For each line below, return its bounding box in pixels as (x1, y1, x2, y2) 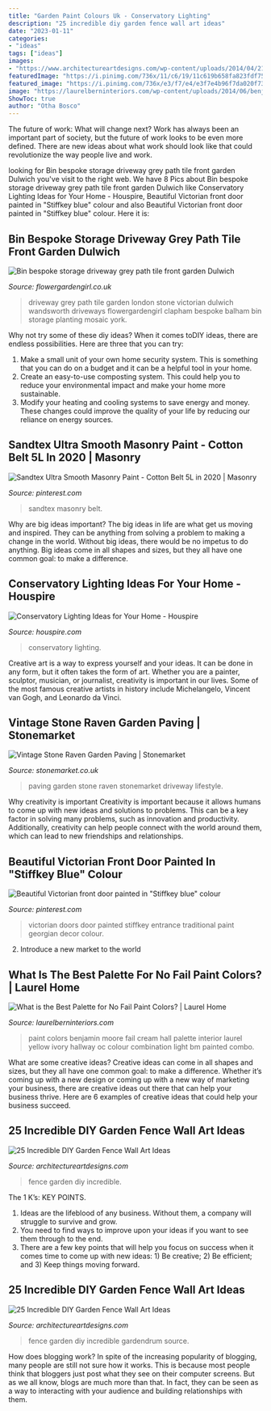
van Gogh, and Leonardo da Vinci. (8, 692, 122, 702)
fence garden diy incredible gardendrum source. (27, 1336, 190, 1346)
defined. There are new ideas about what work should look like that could (8, 142, 252, 151)
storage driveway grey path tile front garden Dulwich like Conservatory (8, 183, 244, 192)
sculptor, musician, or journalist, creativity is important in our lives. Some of (8, 675, 259, 685)
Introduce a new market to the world (19, 944, 141, 954)
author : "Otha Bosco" (8, 102, 81, 110)
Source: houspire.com (8, 627, 82, 636)
